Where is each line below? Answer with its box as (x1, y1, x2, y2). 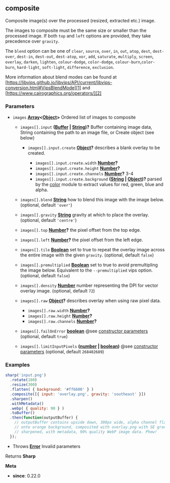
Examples (5, 361, 30, 368)
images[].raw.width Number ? (27, 308, 90, 314)
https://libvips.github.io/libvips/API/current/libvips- (7, 79, 112, 85)
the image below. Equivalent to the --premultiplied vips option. (20, 267, 153, 273)
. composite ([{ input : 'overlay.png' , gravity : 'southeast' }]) (10, 391, 146, 397)
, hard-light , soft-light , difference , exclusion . (14, 64, 114, 70)
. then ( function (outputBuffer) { (10, 415, 78, 420)
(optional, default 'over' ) (20, 202, 72, 208)
